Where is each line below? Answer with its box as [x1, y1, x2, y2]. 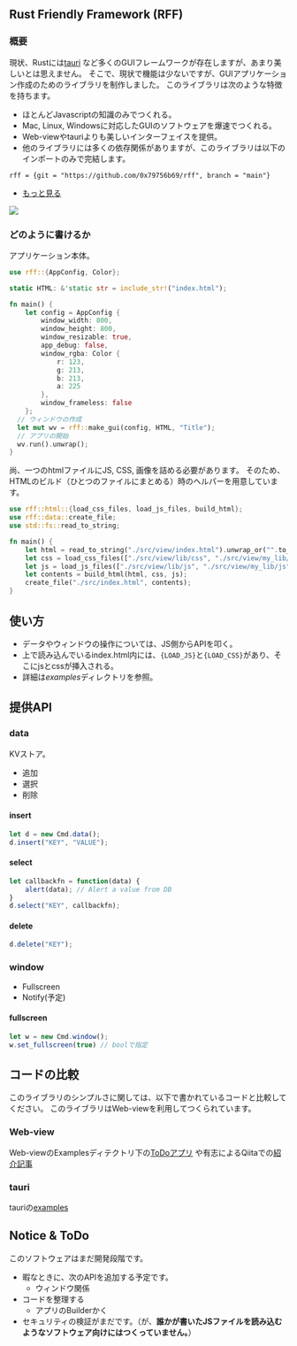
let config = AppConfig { [25, 308, 121, 317]
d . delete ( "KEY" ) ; [9, 940, 73, 950]
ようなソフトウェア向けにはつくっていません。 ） [21, 1327, 196, 1337]
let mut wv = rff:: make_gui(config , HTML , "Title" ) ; [17, 423, 216, 432]
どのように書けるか [9, 228, 91, 241]
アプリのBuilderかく [34, 1304, 108, 1315]
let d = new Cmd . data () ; [9, 829, 101, 839]
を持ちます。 [9, 90, 56, 101]
